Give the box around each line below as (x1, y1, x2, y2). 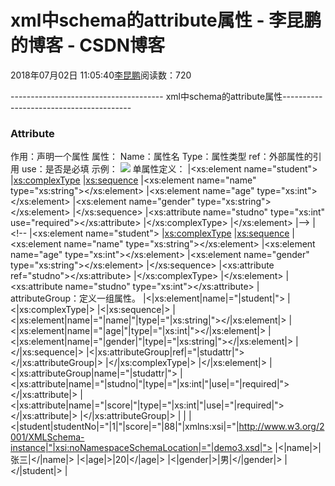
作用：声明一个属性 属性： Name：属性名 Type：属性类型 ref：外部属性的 (10, 151, 313, 163)
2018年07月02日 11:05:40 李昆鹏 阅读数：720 (10, 69, 192, 81)
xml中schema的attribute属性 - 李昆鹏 (10, 9, 322, 32)
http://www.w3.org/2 (238, 421, 325, 433)
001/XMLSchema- (10, 431, 85, 443)
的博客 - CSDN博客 (10, 34, 165, 57)
